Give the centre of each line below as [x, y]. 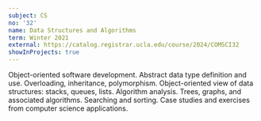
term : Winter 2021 [38, 38]
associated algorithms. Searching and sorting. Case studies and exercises [129, 100]
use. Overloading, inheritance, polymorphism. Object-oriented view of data [131, 83]
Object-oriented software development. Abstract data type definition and [128, 75]
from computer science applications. [68, 108]
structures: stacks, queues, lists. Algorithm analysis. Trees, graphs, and [125, 91]
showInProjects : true [44, 52]
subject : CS [28, 15]
